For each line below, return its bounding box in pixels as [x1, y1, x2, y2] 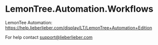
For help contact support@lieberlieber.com [5, 34, 93, 40]
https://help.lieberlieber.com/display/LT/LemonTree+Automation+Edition [5, 24, 153, 30]
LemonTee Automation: [5, 20, 53, 25]
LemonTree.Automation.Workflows [5, 3, 154, 15]
